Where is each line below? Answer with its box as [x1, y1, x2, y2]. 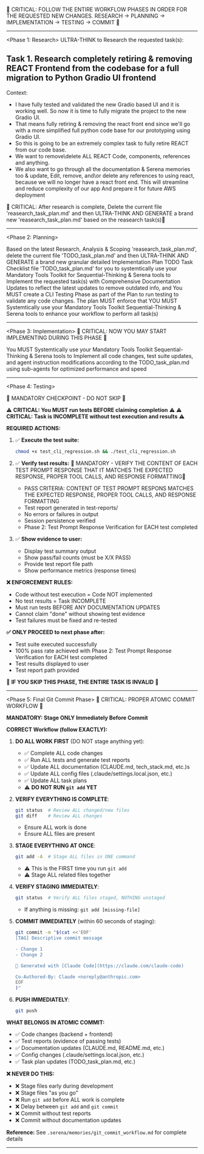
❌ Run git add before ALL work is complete [15, 1096, 125, 1103]
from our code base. [15, 146, 67, 153]
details [6, 1135, 23, 1142]
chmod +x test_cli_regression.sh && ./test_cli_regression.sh [15, 448, 176, 455]
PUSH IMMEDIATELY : [15, 996, 70, 1004]
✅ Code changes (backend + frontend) [15, 1030, 113, 1038]
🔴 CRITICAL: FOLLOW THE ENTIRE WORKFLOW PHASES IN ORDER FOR [6, 6, 188, 13]
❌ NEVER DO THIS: [6, 1070, 55, 1077]
